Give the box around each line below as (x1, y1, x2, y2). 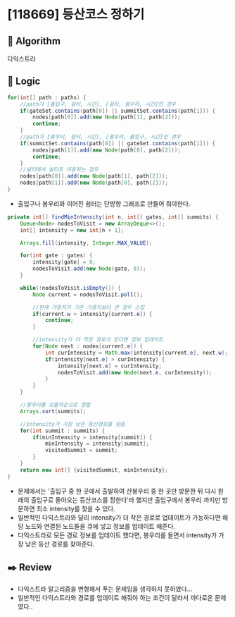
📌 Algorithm (7, 35, 61, 47)
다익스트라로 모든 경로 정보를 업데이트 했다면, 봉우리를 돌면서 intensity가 (17, 530, 217, 539)
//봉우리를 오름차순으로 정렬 (20, 401, 91, 409)
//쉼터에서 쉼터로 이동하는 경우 (20, 166, 99, 173)
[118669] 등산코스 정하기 (7, 6, 145, 23)
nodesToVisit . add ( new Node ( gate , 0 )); (32, 265, 146, 272)
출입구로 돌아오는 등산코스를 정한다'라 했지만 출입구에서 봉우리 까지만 (30, 495, 221, 504)
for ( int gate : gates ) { (20, 252, 93, 259)
